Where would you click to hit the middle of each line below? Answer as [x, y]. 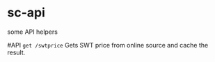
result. [16, 52]
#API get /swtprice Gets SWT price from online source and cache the [108, 45]
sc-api [26, 13]
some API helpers [32, 32]
